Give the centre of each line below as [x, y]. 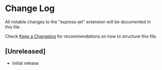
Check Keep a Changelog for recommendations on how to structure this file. [81, 36]
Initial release [25, 63]
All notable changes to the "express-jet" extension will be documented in [78, 22]
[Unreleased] [25, 51]
